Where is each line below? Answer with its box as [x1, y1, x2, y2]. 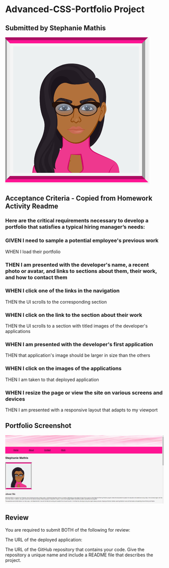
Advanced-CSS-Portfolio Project [5, 4, 145, 15]
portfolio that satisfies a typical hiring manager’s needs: [5, 223, 145, 230]
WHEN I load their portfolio [5, 249, 61, 255]
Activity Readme [5, 202, 59, 211]
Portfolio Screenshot [5, 421, 71, 430]
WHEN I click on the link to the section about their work [5, 311, 142, 318]
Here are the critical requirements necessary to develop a [5, 217, 149, 224]
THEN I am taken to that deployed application [5, 376, 99, 383]
